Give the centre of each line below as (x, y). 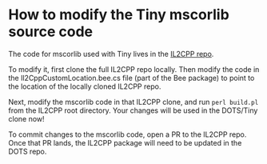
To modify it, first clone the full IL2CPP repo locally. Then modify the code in (134, 69)
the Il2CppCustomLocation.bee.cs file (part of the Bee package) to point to (132, 78)
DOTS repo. (28, 151)
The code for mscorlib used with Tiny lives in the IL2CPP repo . (111, 54)
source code (51, 32)
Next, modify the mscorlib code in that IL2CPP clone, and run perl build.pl (133, 102)
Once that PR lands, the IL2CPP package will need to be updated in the (125, 142)
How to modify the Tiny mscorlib (119, 15)
